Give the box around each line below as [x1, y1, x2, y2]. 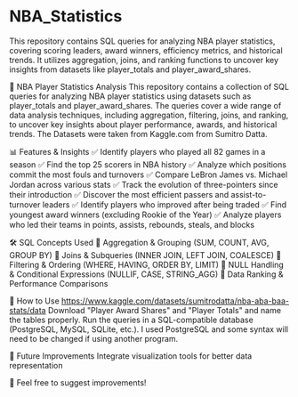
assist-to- [230, 189, 267, 199]
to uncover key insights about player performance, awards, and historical [9, 118, 278, 130]
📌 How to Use [9, 296, 60, 306]
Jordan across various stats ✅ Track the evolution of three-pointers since [9, 179, 278, 190]
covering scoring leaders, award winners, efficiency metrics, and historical [9, 45, 283, 55]
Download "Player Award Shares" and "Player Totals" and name [47, 304, 282, 315]
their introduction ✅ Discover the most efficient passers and [9, 189, 230, 199]
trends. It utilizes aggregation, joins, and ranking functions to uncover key [9, 54, 278, 65]
